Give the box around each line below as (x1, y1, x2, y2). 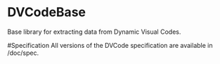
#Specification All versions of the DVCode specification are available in (7, 41, 213, 49)
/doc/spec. (7, 49, 39, 57)
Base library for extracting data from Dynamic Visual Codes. (7, 27, 181, 36)
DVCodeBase (7, 4, 86, 20)
